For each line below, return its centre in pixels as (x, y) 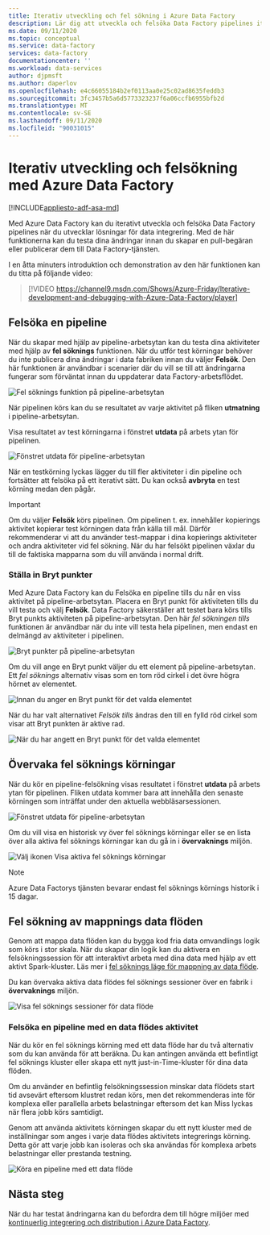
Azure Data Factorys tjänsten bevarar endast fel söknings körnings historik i (134, 888)
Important (25, 504)
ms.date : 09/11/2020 (43, 31)
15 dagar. (23, 896)
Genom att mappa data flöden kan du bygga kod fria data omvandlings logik (134, 941)
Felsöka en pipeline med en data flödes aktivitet (103, 1027)
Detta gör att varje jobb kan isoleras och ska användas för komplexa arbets (133, 1145)
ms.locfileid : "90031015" (51, 128)
